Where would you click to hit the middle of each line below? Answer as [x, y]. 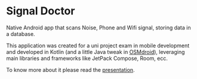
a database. [21, 34]
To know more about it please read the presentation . [71, 69]
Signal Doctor [41, 11]
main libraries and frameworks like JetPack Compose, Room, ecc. [87, 58]
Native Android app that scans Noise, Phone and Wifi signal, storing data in [98, 28]
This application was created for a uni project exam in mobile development [98, 45]
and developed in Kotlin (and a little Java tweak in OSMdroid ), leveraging [96, 51]
